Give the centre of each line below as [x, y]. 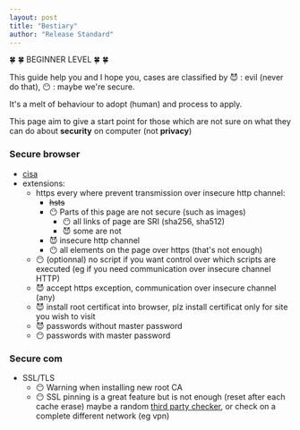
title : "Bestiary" [43, 26]
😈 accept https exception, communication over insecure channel [156, 288]
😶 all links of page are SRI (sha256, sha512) [144, 221]
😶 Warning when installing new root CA [109, 387]
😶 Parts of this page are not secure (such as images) [147, 212]
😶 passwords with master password [103, 335]
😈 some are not [92, 231]
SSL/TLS [39, 377]
